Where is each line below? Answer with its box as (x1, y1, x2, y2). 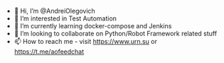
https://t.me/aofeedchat (14, 47, 85, 56)
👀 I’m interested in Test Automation (14, 14, 117, 23)
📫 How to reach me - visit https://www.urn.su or (14, 38, 158, 45)
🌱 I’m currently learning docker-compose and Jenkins (14, 22, 172, 30)
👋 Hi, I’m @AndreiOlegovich (14, 7, 96, 15)
